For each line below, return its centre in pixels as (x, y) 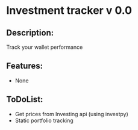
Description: (30, 33)
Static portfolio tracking (44, 120)
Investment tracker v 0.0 (69, 11)
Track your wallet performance (45, 47)
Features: (25, 66)
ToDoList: (25, 100)
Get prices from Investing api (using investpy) (71, 114)
